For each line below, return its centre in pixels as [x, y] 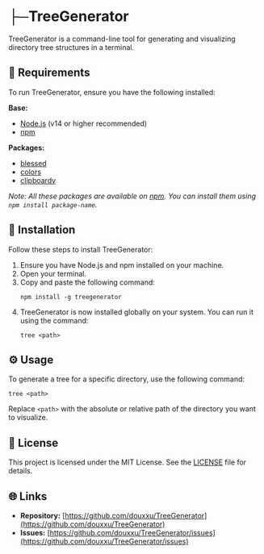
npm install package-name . [53, 204]
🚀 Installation [42, 230]
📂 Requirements [49, 73]
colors [31, 172]
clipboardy [38, 180]
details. [21, 471]
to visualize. [28, 418]
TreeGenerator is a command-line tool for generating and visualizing [122, 39]
